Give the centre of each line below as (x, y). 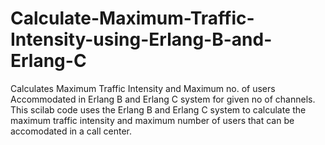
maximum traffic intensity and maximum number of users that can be (152, 120)
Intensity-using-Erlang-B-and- (141, 39)
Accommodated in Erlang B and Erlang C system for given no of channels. (163, 99)
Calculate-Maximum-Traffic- (132, 18)
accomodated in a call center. (71, 131)
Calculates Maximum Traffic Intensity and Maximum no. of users (143, 88)
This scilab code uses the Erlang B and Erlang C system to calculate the (158, 109)
